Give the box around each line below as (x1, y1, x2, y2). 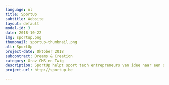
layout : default (5, 21, 39, 26)
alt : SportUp (5, 44, 33, 49)
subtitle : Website (5, 16, 44, 21)
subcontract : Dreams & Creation (5, 53, 73, 59)
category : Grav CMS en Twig (5, 58, 64, 63)
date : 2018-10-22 (5, 30, 42, 35)
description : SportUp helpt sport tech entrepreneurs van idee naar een (5, 63, 161, 68)
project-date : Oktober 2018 (5, 49, 64, 54)
